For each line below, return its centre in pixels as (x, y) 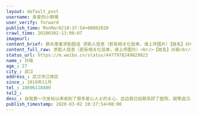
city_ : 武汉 (20, 71)
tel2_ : (14, 93)
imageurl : (18, 39)
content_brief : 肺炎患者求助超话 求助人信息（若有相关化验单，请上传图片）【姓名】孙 (98, 45)
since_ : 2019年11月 (29, 83)
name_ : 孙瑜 (20, 60)
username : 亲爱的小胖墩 (32, 17)
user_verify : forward (33, 22)
